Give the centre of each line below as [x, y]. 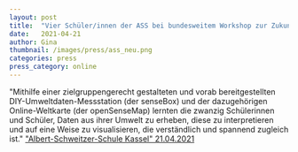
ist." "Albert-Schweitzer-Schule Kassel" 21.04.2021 [102, 139]
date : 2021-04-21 [45, 34]
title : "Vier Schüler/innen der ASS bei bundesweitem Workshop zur [138, 26]
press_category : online [53, 67]
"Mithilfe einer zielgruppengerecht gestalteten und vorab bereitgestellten [143, 91]
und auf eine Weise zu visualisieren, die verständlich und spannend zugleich [149, 129]
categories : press [43, 58]
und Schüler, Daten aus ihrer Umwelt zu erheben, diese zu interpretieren [141, 119]
